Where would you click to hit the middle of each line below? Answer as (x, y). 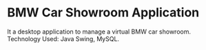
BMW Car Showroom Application (103, 13)
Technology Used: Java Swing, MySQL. (63, 38)
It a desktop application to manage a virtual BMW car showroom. (99, 32)
